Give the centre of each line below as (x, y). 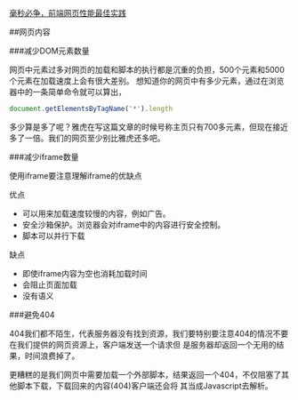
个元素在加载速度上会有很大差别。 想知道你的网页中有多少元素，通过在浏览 (147, 81)
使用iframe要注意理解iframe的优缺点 (76, 175)
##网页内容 (30, 32)
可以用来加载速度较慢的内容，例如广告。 (96, 213)
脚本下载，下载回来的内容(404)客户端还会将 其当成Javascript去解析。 (145, 386)
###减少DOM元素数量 (50, 51)
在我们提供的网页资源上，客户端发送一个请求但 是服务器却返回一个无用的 (143, 344)
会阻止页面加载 (49, 284)
